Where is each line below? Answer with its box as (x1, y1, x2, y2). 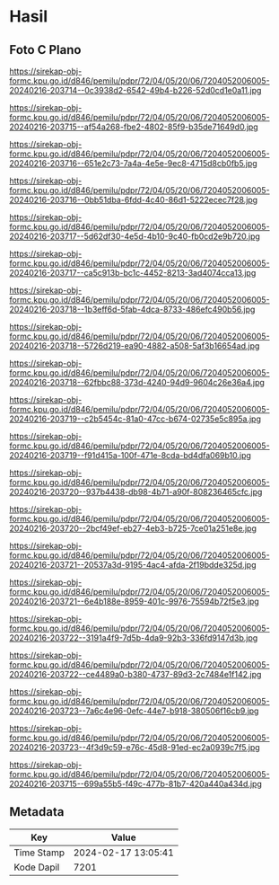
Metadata (9, 804, 65, 819)
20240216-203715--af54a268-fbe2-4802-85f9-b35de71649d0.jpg (9, 121, 258, 132)
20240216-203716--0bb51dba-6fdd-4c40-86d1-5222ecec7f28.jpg (9, 195, 258, 205)
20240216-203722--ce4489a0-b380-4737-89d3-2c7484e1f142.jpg (9, 669, 262, 679)
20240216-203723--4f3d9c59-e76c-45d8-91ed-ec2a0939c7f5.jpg (9, 742, 260, 752)
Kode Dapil (13, 861, 60, 873)
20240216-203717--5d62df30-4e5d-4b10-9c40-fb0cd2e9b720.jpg (9, 231, 260, 242)
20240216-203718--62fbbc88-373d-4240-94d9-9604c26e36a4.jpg (9, 377, 265, 387)
